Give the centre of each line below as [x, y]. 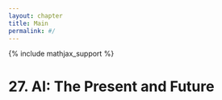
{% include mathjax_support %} [61, 54]
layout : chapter [36, 16]
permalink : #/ [32, 31]
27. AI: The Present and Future [111, 86]
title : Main [28, 23]
